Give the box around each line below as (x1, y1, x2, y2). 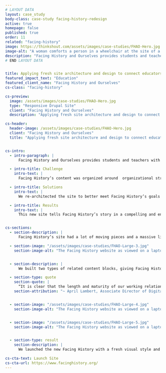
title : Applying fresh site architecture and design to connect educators (5, 71, 163, 76)
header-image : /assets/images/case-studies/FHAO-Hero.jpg (9, 126, 132, 131)
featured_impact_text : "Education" (5, 76, 79, 81)
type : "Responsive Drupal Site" (9, 103, 77, 108)
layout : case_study (5, 12, 45, 17)
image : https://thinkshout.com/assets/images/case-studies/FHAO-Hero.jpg (5, 44, 161, 49)
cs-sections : (5, 225, 32, 230)
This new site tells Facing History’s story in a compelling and (18, 212, 156, 217)
